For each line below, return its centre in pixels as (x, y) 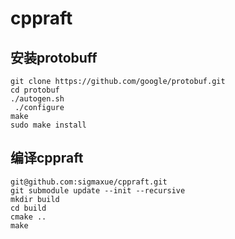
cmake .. (28, 217)
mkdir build (35, 199)
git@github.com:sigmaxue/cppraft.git (89, 182)
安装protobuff (54, 57)
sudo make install (48, 125)
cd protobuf (35, 90)
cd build (28, 208)
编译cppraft (47, 158)
